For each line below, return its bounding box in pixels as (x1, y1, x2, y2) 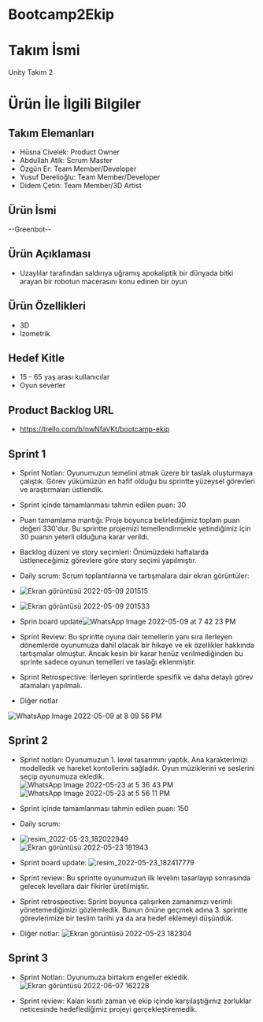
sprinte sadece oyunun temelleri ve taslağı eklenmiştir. (19, 657, 197, 666)
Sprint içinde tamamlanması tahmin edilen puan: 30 (19, 500, 187, 509)
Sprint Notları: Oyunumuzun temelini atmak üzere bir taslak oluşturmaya (19, 468, 254, 477)
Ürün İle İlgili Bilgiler (8, 95, 142, 113)
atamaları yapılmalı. (19, 681, 83, 690)
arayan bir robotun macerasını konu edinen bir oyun (19, 276, 187, 286)
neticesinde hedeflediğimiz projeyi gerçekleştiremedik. (19, 1004, 198, 1013)
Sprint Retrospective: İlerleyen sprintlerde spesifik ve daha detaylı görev (19, 672, 254, 682)
